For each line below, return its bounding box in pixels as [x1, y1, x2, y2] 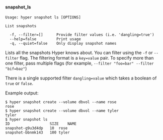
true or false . [5, 80, 34, 86]
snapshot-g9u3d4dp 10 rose [5, 126, 68, 131]
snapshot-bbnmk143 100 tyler [5, 130, 70, 135]
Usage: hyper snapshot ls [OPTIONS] [5, 15, 81, 20]
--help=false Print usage [9, 37, 81, 42]
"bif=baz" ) [5, 66, 27, 71]
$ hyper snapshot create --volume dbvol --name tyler [5, 108, 119, 114]
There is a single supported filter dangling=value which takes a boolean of [5, 75, 157, 81]
